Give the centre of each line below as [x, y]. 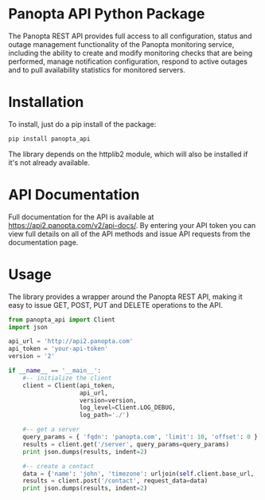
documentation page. [43, 242]
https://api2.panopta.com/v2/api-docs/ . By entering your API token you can [132, 225]
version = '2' [32, 356]
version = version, [108, 400]
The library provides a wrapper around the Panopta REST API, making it [125, 297]
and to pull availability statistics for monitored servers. [97, 69]
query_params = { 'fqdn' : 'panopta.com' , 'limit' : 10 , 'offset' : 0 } [140, 437]
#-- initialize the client [67, 378]
